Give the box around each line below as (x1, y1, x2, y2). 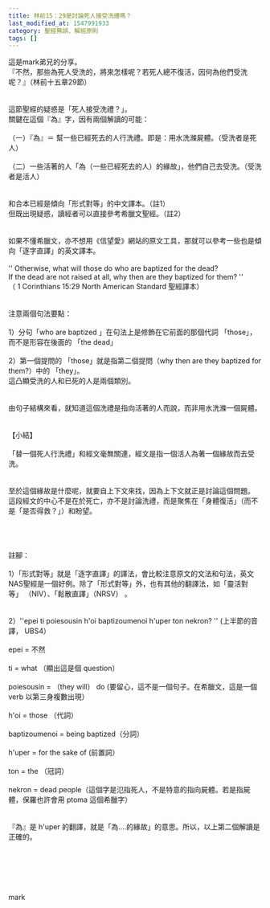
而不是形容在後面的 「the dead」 (8, 337, 118, 347)
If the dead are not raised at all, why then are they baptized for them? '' (8, 272, 243, 282)
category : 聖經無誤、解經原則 (8, 27, 99, 35)
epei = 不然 (8, 644, 46, 655)
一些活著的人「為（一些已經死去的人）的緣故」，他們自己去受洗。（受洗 (29, 162, 262, 171)
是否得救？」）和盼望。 (22, 506, 96, 516)
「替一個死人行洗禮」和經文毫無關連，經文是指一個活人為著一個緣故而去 (8, 449, 247, 459)
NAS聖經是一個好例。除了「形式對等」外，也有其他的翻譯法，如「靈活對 (8, 579, 249, 589)
